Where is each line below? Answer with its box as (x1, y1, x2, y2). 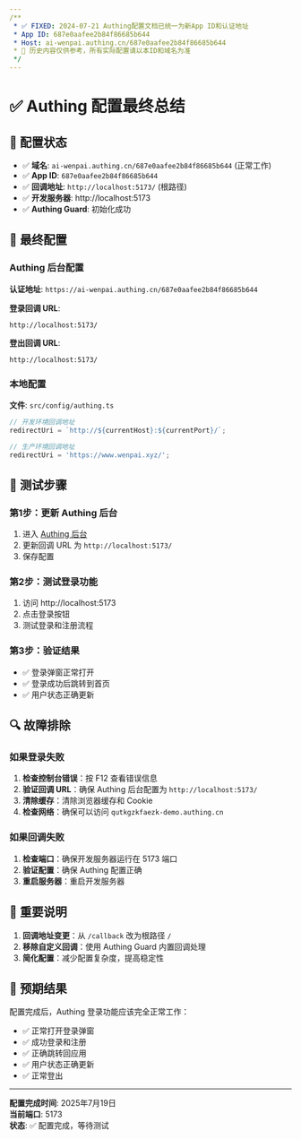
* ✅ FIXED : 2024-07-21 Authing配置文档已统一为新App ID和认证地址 (13, 22, 249, 30)
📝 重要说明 (9, 904, 67, 919)
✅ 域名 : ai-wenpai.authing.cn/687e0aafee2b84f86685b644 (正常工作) (21, 160, 271, 170)
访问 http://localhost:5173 (21, 598, 116, 608)
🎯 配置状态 (9, 134, 67, 150)
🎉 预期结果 (9, 980, 67, 996)
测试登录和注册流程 (21, 620, 94, 631)
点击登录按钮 (21, 608, 70, 619)
